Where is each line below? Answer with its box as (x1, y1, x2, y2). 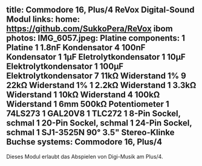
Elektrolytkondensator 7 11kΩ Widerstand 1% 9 (6, 71, 186, 81)
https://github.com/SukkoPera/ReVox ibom (6, 24, 174, 34)
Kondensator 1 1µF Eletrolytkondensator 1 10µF (6, 52, 186, 62)
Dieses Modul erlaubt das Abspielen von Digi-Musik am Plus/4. (6, 153, 163, 160)
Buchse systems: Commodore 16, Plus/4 (6, 137, 162, 147)
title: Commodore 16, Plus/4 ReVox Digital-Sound (6, 5, 195, 15)
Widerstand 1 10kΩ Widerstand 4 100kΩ (6, 90, 160, 100)
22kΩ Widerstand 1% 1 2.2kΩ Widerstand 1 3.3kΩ (6, 80, 197, 91)
